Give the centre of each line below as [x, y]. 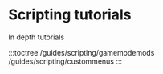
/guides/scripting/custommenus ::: [65, 61]
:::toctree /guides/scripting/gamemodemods [81, 52]
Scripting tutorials [70, 15]
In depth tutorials [37, 37]
